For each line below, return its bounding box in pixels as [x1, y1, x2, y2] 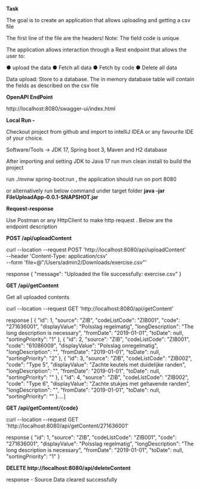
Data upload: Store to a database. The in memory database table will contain [6, 76, 195, 82]
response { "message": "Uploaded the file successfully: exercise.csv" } [6, 270, 182, 277]
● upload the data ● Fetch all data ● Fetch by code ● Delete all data [6, 64, 177, 71]
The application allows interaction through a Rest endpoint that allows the [6, 46, 187, 53]
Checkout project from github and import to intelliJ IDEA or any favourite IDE [6, 128, 194, 135]
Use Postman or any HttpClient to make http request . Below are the [6, 217, 173, 223]
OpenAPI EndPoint [6, 94, 53, 100]
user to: [6, 53, 25, 59]
